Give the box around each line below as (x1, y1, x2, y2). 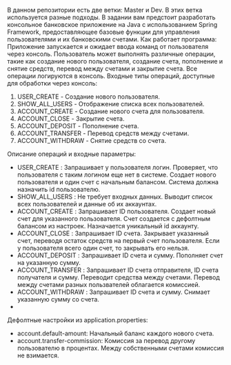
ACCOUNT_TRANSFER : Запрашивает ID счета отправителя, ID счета (17, 266, 219, 274)
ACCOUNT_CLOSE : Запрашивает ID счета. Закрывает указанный (17, 229, 209, 237)
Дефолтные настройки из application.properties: (7, 316, 148, 324)
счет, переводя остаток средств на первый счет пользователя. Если (17, 237, 220, 244)
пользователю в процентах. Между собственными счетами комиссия (17, 344, 224, 352)
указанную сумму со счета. (17, 295, 100, 303)
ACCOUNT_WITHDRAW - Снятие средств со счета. (17, 137, 167, 144)
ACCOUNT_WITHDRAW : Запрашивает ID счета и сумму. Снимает (17, 288, 210, 296)
